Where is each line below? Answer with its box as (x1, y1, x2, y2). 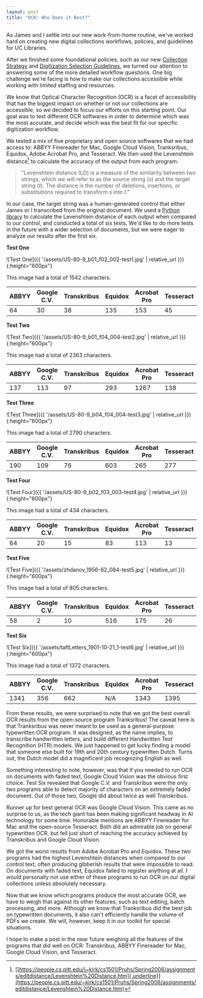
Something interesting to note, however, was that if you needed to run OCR (6, 767, 193, 774)
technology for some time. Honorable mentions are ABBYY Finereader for (6, 817, 189, 824)
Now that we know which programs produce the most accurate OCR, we (6, 891, 187, 899)
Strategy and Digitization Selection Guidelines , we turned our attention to (6, 62, 188, 70)
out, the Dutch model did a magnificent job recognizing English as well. (6, 755, 183, 762)
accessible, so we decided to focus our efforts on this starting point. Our (6, 106, 187, 113)
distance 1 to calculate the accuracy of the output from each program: (6, 156, 179, 165)
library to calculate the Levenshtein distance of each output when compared (6, 213, 196, 220)
